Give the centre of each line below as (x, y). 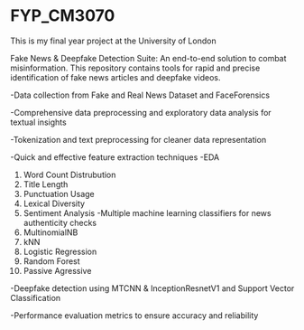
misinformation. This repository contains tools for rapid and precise (135, 68)
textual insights (38, 122)
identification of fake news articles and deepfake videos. (115, 77)
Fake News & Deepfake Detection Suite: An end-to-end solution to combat (148, 58)
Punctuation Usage (59, 193)
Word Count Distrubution (69, 174)
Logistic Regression (60, 251)
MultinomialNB (51, 232)
